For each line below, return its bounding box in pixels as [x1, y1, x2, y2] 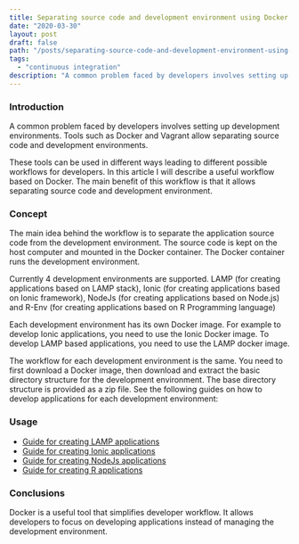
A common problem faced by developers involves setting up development [9, 121, 280, 132]
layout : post [9, 29, 58, 38]
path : [9, 46, 29, 55]
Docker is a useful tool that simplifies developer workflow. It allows [9, 507, 254, 517]
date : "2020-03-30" [9, 21, 82, 30]
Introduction [9, 100, 64, 112]
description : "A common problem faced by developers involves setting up [9, 71, 289, 80]
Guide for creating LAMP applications [21, 436, 160, 447]
